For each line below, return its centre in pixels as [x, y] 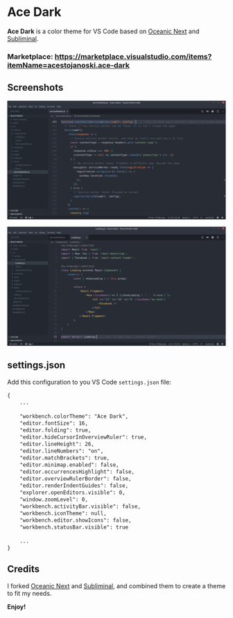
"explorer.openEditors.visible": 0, [73, 493]
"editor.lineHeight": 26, [57, 444]
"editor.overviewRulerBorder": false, [76, 479]
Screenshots [35, 88]
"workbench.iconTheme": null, [63, 513]
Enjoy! [17, 606]
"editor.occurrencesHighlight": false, [77, 472]
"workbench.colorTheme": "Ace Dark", [74, 416]
